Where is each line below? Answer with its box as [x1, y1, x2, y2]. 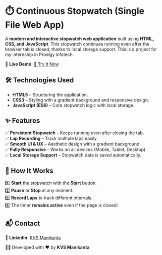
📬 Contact [5, 219, 40, 227]
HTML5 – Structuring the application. [12, 92, 88, 98]
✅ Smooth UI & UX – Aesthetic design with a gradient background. [5, 141, 141, 147]
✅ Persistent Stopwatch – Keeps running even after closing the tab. [5, 130, 144, 136]
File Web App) [5, 19, 64, 31]
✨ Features [5, 116, 40, 125]
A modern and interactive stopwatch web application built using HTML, [5, 36, 155, 42]
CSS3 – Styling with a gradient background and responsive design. [12, 97, 150, 103]
